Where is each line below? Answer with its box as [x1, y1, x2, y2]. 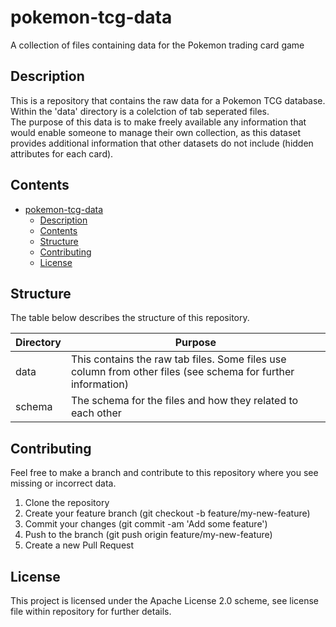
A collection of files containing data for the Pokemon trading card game [10, 39, 305, 51]
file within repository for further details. [10, 606, 172, 617]
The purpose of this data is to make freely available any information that [10, 116, 307, 128]
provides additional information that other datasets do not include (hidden [10, 137, 314, 149]
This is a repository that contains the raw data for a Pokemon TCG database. [10, 94, 326, 106]
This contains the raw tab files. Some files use [70, 352, 287, 366]
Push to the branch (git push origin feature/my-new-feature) [24, 529, 273, 541]
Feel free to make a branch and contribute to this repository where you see [10, 467, 319, 479]
